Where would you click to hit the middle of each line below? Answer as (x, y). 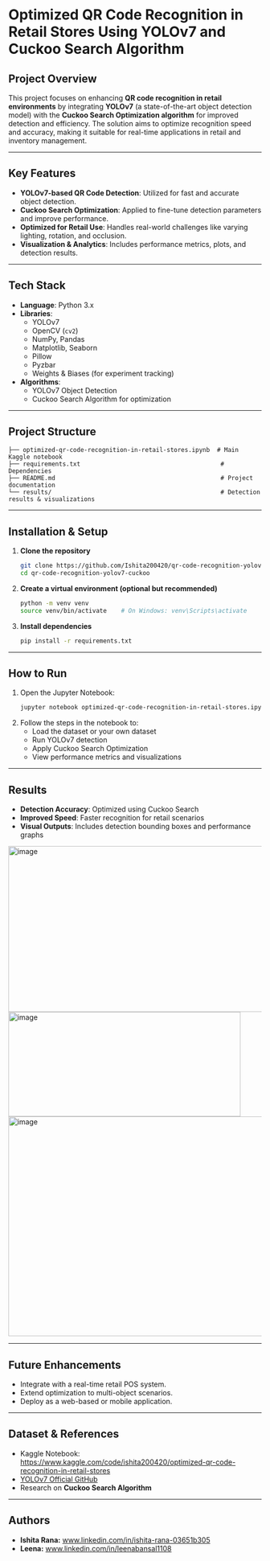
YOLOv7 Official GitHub (59, 1479)
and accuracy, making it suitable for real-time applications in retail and (125, 132)
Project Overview (53, 78)
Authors (29, 1520)
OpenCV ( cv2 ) (55, 331)
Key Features (42, 173)
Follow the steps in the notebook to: (79, 723)
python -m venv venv (54, 603)
